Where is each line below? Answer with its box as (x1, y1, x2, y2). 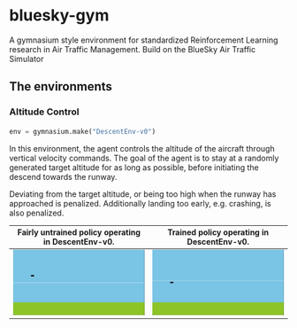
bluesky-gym (9, 5, 110, 26)
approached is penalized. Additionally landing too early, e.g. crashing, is (9, 198, 271, 208)
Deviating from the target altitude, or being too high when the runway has (9, 188, 277, 199)
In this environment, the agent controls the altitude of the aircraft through (9, 143, 276, 153)
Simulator (9, 53, 44, 64)
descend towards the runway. (9, 171, 118, 182)
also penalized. (9, 207, 65, 218)
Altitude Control (9, 105, 80, 118)
